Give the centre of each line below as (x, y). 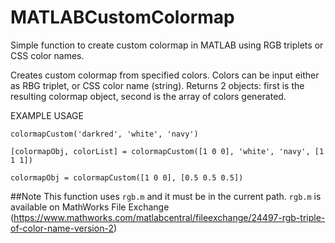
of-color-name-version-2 (62, 228)
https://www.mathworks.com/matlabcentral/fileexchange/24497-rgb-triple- (169, 217)
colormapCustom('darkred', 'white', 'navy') (104, 134)
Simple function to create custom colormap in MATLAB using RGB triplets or (167, 45)
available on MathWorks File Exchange (90, 207)
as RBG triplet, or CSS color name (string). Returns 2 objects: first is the (157, 85)
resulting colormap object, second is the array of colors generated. (148, 96)
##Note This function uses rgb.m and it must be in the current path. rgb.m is (166, 196)
